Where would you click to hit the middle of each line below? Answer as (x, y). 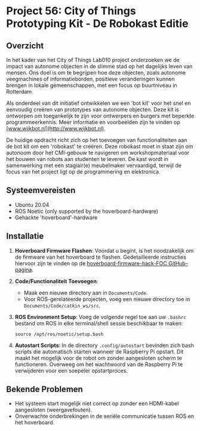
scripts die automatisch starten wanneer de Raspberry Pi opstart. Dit (99, 351)
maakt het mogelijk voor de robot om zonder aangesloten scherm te (98, 358)
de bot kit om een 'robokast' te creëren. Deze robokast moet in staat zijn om (100, 146)
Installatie (25, 236)
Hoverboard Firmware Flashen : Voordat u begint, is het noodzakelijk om (104, 250)
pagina (23, 269)
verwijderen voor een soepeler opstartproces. (71, 370)
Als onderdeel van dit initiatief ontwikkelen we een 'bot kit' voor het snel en (99, 103)
